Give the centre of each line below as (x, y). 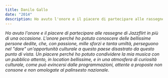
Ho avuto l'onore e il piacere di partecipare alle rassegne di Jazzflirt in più (82, 33)
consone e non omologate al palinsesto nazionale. (57, 70)
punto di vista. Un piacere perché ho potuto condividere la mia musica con (82, 54)
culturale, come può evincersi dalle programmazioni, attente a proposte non (84, 65)
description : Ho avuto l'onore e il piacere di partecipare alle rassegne (85, 19)
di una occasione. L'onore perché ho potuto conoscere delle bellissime (78, 38)
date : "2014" (19, 14)
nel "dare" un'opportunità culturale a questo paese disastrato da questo (80, 49)
